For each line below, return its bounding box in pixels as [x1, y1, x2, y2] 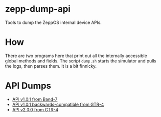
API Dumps [5, 80, 51, 91]
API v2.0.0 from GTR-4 [12, 106, 59, 113]
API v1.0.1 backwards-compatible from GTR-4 [12, 101, 104, 107]
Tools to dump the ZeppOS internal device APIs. [5, 19, 102, 25]
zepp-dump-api [5, 3, 71, 15]
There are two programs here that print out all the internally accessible [5, 53, 147, 58]
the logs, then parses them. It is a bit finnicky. [5, 63, 97, 69]
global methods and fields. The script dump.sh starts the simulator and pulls [5, 58, 157, 64]
